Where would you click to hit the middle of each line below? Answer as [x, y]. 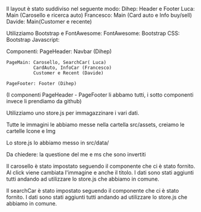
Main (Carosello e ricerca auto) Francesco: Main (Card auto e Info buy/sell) [99, 15]
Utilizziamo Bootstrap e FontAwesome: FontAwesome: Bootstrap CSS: [93, 33]
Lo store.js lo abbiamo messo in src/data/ [58, 143]
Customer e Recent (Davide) [68, 73]
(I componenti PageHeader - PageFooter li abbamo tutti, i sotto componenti [100, 95]
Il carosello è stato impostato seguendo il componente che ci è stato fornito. [101, 166]
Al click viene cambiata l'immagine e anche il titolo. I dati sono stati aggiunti [100, 172]
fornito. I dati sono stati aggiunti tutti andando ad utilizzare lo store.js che [97, 197]
